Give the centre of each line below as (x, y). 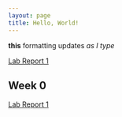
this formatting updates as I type (61, 45)
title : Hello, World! (44, 23)
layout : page (30, 15)
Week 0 (28, 85)
